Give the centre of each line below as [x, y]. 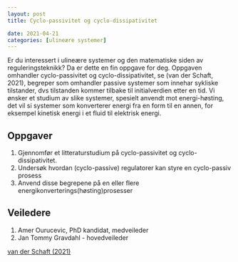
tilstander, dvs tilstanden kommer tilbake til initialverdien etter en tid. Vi [111, 90]
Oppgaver [30, 136]
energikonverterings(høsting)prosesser [75, 191]
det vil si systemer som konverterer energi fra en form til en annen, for [110, 106]
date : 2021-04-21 [33, 33]
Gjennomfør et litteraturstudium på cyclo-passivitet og [97, 153]
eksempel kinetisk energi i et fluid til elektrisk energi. [84, 113]
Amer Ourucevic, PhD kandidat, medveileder [83, 230]
